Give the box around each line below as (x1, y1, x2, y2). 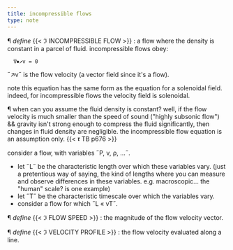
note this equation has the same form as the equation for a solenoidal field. (7, 83, 223, 92)
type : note (7, 17, 39, 24)
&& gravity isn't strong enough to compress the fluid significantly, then (7, 120, 210, 128)
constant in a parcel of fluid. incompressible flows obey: (7, 44, 169, 53)
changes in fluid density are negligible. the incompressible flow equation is (7, 127, 222, 135)
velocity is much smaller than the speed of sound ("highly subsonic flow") (7, 112, 220, 120)
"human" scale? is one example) (17, 184, 110, 193)
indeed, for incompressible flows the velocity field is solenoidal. (7, 91, 190, 99)
